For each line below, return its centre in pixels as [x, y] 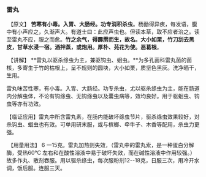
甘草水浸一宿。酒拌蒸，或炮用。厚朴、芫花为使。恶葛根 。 [90, 47]
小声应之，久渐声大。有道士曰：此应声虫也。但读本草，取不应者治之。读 [108, 32]
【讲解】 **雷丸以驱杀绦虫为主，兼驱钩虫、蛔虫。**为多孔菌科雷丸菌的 [97, 60]
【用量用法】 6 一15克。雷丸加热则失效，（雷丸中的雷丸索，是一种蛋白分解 [101, 145]
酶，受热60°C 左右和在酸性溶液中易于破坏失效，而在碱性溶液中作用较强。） [101, 153]
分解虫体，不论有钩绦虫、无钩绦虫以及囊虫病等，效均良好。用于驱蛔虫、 [103, 96]
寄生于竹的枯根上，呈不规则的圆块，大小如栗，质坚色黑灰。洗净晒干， [111, 68]
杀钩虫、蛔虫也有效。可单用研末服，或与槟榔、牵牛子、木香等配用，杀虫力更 [103, 124]
